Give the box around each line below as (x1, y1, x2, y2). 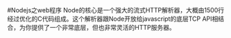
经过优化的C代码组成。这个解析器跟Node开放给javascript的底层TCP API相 (7, 15, 219, 23)
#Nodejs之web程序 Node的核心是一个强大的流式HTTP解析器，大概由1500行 (7, 6, 224, 14)
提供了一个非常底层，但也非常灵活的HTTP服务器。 (31, 23, 176, 31)
